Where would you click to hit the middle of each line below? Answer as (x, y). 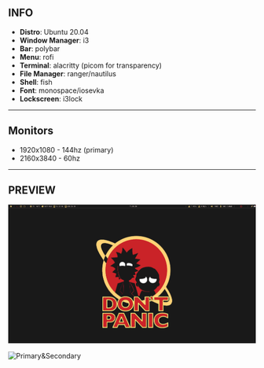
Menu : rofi (37, 57)
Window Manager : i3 (54, 40)
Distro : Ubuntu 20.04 (54, 31)
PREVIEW (32, 191)
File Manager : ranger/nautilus (68, 73)
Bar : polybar (40, 48)
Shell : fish (36, 82)
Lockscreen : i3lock (51, 98)
